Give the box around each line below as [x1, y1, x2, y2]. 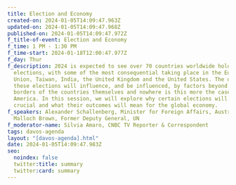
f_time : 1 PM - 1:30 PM [7, 43, 77, 50]
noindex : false [13, 154, 58, 162]
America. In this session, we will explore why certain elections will [13, 96, 228, 103]
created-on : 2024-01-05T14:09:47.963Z [7, 17, 121, 24]
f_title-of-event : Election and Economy [7, 37, 128, 44]
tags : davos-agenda [7, 128, 65, 135]
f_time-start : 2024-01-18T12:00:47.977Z [7, 50, 128, 57]
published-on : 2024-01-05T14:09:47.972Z [7, 30, 128, 37]
